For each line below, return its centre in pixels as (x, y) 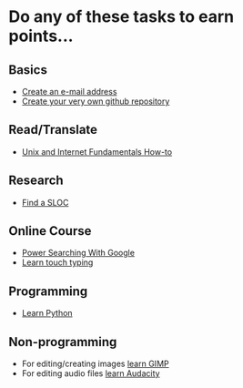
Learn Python (47, 313)
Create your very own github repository (96, 101)
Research (36, 181)
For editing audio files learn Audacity (91, 373)
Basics (28, 70)
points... (41, 36)
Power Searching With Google (78, 253)
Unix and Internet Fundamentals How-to (97, 151)
